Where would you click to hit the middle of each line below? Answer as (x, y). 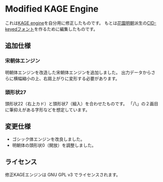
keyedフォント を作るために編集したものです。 (52, 29)
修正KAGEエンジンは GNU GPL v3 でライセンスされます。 (63, 174)
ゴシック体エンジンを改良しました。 (48, 139)
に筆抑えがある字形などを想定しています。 (47, 110)
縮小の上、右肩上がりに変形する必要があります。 (71, 78)
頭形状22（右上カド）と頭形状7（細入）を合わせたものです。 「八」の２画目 (82, 103)
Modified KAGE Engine (52, 9)
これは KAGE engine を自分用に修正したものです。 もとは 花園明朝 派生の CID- (81, 23)
